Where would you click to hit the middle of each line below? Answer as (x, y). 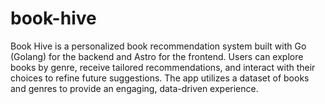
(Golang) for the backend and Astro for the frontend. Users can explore (157, 56)
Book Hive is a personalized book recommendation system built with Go (158, 46)
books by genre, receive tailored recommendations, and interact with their (163, 67)
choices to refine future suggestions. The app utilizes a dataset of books (160, 78)
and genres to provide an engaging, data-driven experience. (134, 88)
